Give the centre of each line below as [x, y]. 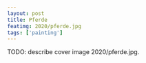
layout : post [26, 13]
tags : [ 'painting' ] [35, 33]
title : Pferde [28, 20]
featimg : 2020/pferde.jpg [44, 26]
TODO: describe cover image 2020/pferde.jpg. [73, 52]
